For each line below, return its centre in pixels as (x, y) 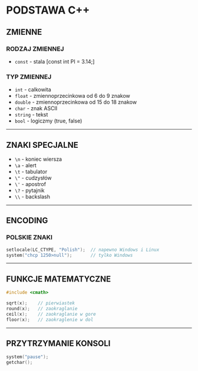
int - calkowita (33, 90)
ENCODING (27, 221)
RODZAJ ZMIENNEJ (35, 49)
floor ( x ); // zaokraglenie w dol (50, 319)
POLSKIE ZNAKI (29, 237)
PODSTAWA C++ (48, 10)
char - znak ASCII (36, 108)
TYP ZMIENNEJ (29, 77)
